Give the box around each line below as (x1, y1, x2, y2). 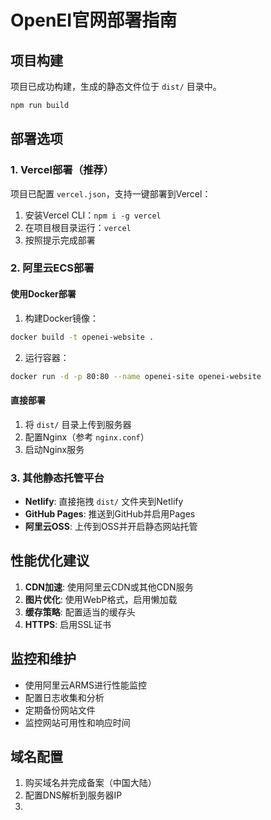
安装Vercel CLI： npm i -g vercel (24, 209, 162, 221)
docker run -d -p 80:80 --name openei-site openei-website (10, 371, 262, 381)
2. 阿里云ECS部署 (10, 261, 95, 275)
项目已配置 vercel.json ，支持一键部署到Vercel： (10, 187, 212, 200)
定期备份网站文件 (24, 704, 96, 716)
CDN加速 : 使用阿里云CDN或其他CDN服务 (24, 581, 194, 593)
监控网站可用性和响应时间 (24, 716, 131, 728)
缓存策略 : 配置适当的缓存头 (24, 606, 136, 618)
